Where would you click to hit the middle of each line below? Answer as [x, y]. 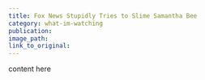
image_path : [28, 38]
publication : [30, 31]
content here [30, 69]
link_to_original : [39, 46]
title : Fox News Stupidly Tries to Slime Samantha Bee [103, 16]
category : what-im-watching [56, 23]
